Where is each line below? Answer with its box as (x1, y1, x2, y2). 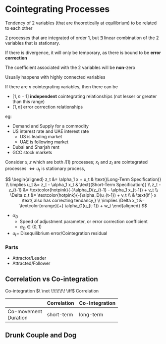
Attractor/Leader (12, 255, 47, 261)
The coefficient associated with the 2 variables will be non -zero (5, 64, 135, 70)
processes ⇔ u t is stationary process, (5, 165, 86, 172)
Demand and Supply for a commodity (12, 123, 89, 129)
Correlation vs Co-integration (5, 275, 98, 283)
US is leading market (19, 133, 62, 139)
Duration (7, 314, 28, 321)
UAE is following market (19, 139, 68, 145)
